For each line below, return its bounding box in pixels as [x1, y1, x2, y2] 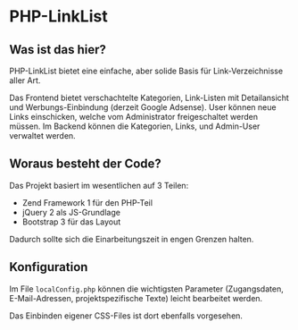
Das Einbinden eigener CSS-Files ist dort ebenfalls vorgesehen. [9, 310, 244, 321]
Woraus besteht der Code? [9, 157, 162, 172]
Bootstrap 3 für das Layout [21, 216, 121, 227]
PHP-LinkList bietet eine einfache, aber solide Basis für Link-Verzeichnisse [9, 65, 284, 76]
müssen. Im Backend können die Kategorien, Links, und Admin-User [9, 121, 261, 131]
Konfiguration [9, 259, 88, 275]
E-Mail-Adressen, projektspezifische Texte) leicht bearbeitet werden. [9, 292, 263, 303]
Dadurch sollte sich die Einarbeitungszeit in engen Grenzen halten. [9, 233, 254, 244]
